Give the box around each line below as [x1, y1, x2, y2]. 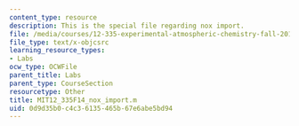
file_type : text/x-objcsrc [9, 37, 109, 47]
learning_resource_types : [9, 46, 105, 55]
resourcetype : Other [9, 87, 86, 96]
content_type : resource [9, 12, 98, 22]
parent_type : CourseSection [9, 79, 114, 88]
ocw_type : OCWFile [9, 63, 77, 72]
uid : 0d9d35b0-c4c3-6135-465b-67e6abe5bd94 [9, 104, 174, 113]
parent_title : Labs [9, 71, 82, 80]
